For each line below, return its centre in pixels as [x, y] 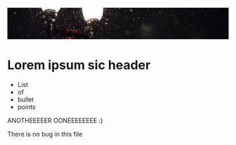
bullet [26, 99]
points [27, 106]
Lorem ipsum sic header [79, 65]
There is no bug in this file [45, 134]
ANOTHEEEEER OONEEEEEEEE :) [55, 120]
